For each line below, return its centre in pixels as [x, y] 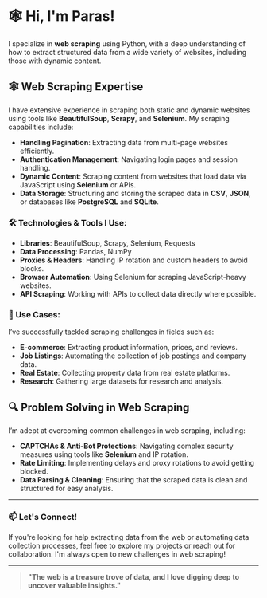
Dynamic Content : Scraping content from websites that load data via [133, 176]
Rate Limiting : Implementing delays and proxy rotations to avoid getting [137, 463]
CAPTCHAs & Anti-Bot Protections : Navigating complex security [126, 446]
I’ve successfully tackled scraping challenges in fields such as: [111, 332]
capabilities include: [41, 127]
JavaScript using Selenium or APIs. [78, 184]
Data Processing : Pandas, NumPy [76, 252]
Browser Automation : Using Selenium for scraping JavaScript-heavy [133, 277]
